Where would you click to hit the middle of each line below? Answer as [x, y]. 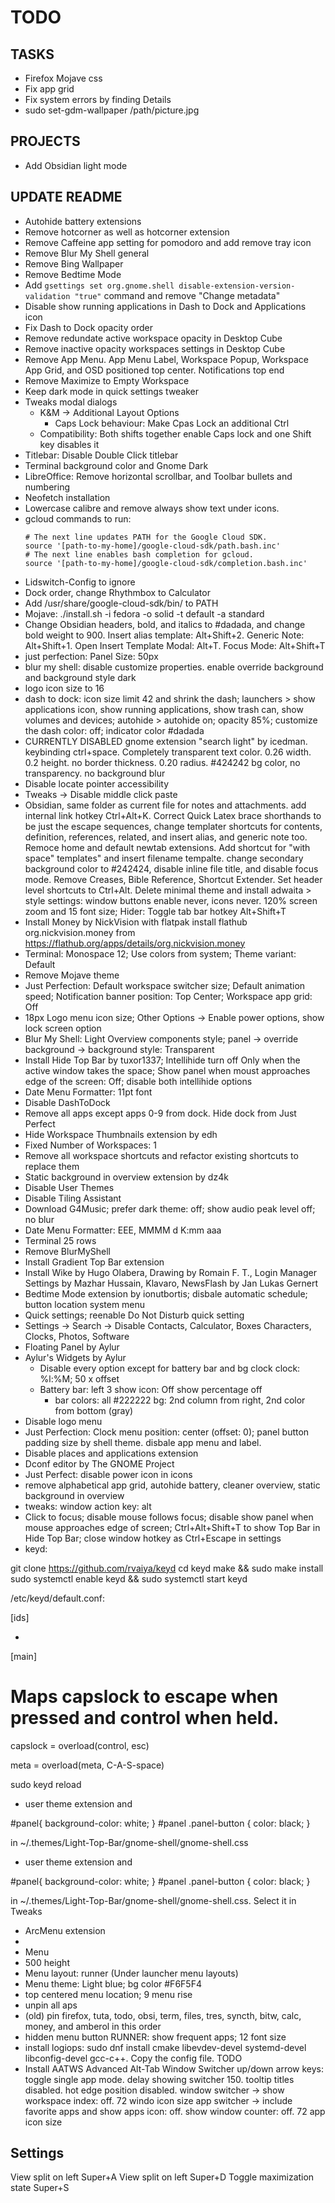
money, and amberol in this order [93, 2026]
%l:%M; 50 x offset [79, 1378]
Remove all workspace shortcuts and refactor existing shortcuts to [161, 1155]
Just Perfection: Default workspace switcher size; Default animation [165, 985]
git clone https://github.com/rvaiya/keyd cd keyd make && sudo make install [167, 1568]
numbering [47, 487]
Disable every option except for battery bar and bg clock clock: [170, 1368]
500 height [47, 1962]
